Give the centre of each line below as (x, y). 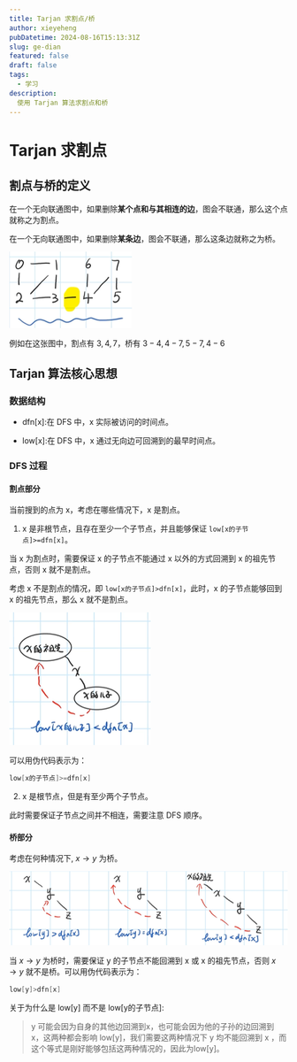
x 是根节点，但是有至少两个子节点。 (87, 796)
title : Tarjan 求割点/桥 (52, 19)
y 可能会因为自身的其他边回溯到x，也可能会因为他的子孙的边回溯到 (152, 1026)
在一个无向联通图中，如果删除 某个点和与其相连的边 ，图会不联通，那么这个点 (148, 209)
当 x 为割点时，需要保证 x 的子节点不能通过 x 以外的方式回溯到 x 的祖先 (139, 558)
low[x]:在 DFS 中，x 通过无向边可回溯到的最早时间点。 (121, 441)
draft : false (33, 65)
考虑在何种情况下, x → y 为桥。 (66, 858)
